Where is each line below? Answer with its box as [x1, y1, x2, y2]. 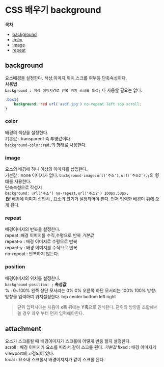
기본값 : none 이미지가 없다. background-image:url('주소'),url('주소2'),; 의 [5, 172, 154, 178]
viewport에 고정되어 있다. [5, 350, 55, 356]
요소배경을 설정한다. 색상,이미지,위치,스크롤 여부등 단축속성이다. [5, 75, 127, 81]
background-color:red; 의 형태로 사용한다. [5, 142, 87, 148]
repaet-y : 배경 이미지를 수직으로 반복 [5, 245, 78, 251]
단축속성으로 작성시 [5, 184, 42, 190]
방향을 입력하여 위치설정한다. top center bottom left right [5, 293, 116, 299]
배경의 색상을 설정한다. [5, 130, 49, 135]
